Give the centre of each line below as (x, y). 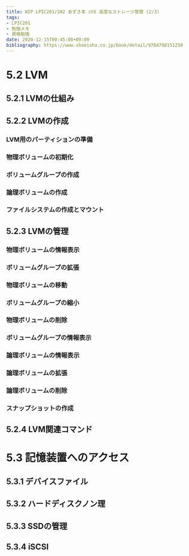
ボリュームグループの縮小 (43, 303)
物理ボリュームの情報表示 (43, 250)
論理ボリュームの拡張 (37, 373)
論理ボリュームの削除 (37, 391)
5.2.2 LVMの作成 (37, 121)
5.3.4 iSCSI (28, 547)
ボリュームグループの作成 (43, 175)
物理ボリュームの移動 (37, 285)
